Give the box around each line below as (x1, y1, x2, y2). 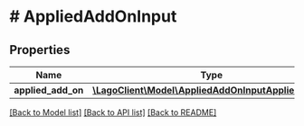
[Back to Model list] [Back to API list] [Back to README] (9, 107, 217, 118)
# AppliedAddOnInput (9, 6, 177, 27)
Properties (9, 42, 71, 58)
